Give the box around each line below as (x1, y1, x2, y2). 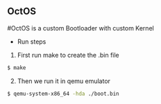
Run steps (17, 37, 46, 46)
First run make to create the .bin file (17, 51, 119, 59)
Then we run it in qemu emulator (17, 76, 111, 85)
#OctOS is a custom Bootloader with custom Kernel (7, 24, 154, 32)
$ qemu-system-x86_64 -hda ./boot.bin (7, 90, 119, 97)
